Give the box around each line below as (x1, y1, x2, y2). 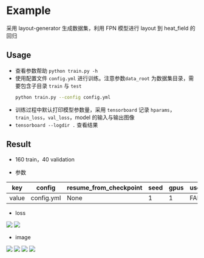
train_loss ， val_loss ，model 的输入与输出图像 (15, 114, 135, 121)
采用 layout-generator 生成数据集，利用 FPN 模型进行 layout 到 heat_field (6, 24, 189, 32)
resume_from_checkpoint (66, 183, 143, 192)
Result (6, 139, 32, 149)
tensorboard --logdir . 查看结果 (15, 121, 98, 128)
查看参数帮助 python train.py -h (15, 67, 98, 74)
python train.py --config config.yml (15, 94, 111, 100)
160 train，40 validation (15, 156, 75, 163)
